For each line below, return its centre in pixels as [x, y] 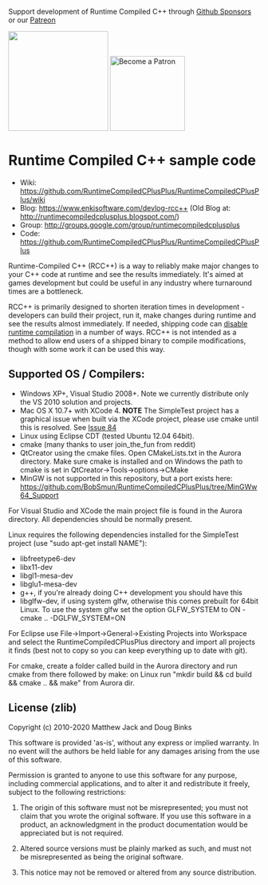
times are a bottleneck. [46, 291]
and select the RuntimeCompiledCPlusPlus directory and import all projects [132, 642]
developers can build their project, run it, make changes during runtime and [132, 315]
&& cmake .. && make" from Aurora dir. [72, 682]
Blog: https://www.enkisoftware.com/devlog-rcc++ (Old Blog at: [125, 207]
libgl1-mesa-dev [46, 575]
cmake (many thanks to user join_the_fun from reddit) [108, 444]
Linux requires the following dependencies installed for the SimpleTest [124, 535]
